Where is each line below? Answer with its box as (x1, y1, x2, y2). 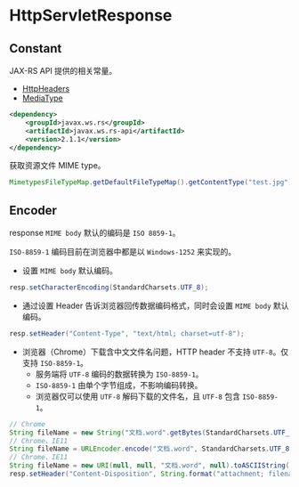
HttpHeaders (21, 84, 70, 93)
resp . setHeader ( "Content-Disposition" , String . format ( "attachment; (9, 469, 265, 479)
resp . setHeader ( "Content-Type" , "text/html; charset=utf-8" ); (9, 329, 245, 338)
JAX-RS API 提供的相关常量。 (9, 66, 117, 76)
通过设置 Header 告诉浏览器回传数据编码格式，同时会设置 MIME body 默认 (21, 300, 289, 311)
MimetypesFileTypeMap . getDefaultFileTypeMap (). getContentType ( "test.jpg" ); (9, 178, 296, 187)
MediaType (21, 93, 64, 103)
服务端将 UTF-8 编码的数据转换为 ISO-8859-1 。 (35, 369, 204, 379)
